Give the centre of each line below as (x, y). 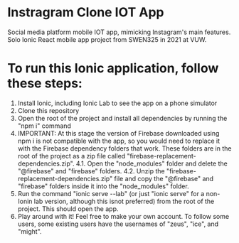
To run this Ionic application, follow (113, 69)
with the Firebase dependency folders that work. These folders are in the (124, 148)
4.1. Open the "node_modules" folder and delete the (152, 163)
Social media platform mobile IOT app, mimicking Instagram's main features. (119, 32)
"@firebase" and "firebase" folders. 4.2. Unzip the (91, 171)
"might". (30, 231)
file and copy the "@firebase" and (164, 178)
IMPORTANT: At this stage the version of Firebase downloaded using (118, 133)
